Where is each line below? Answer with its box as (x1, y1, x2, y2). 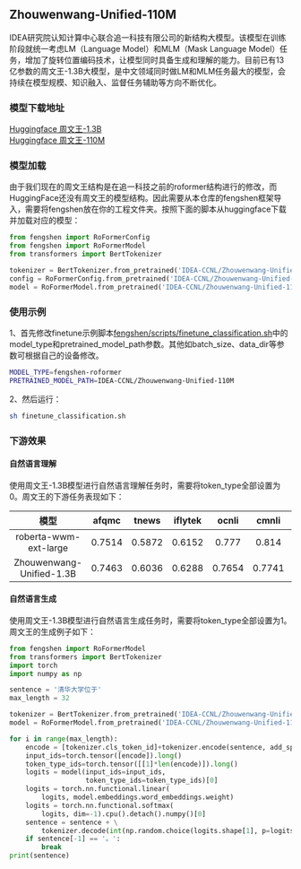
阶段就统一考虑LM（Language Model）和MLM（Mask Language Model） (9, 43, 280, 54)
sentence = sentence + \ (25, 818, 118, 827)
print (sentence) (9, 851, 70, 860)
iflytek (173, 514, 202, 526)
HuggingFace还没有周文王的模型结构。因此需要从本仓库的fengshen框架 (9, 193, 274, 204)
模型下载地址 (9, 101, 65, 114)
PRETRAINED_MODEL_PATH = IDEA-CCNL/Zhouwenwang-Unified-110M (9, 376, 235, 385)
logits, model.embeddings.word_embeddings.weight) (41, 793, 235, 802)
